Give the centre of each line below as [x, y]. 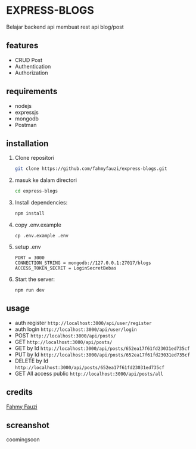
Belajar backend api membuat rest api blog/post [65, 27]
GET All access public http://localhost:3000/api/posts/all [89, 373]
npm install [29, 213]
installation [27, 143]
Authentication [33, 66]
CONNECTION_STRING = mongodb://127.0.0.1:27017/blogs [83, 263]
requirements [32, 92]
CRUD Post [29, 60]
